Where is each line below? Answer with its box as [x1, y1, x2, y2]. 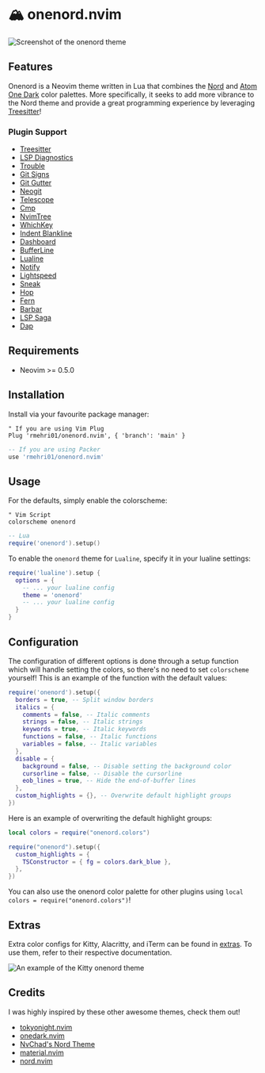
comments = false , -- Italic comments [22, 711, 150, 719]
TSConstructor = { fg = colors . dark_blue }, [22, 857, 172, 866]
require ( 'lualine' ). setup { [8, 569, 101, 577]
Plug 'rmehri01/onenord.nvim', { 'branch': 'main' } [8, 431, 186, 439]
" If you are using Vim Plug [8, 424, 104, 432]
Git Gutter [19, 178, 52, 188]
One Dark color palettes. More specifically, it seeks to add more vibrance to [8, 90, 255, 99]
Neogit [19, 186, 42, 196]
